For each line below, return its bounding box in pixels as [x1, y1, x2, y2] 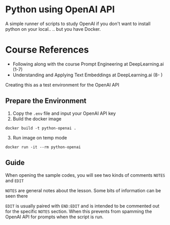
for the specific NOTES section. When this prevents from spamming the [5, 208, 152, 214]
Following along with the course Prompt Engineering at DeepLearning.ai [12, 60, 164, 67]
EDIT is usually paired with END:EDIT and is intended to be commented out [5, 202, 160, 209]
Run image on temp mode [12, 134, 67, 140]
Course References [5, 44, 89, 56]
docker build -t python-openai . [5, 126, 77, 131]
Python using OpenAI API [5, 4, 115, 15]
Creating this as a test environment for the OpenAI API [5, 81, 119, 88]
